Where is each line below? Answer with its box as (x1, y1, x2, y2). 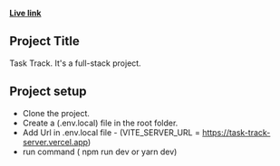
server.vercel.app (22, 136, 89, 147)
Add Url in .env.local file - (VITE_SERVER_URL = (22, 126, 201, 138)
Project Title (9, 33, 80, 49)
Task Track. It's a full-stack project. (9, 58, 142, 69)
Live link (9, 8, 42, 18)
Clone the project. (22, 107, 91, 118)
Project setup (9, 84, 88, 99)
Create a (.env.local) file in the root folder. (22, 117, 179, 128)
